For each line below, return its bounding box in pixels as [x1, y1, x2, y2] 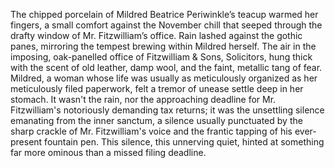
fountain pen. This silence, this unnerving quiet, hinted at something [44, 136, 325, 148]
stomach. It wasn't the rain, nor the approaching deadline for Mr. [10, 94, 277, 105]
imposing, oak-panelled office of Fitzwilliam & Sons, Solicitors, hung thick [10, 51, 313, 63]
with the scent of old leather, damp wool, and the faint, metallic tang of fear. [10, 62, 323, 73]
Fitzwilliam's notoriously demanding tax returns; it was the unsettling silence [10, 104, 325, 116]
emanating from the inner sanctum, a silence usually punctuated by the [10, 115, 303, 126]
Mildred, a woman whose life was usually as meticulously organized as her [10, 72, 318, 84]
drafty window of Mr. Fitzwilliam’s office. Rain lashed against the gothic [10, 30, 303, 41]
